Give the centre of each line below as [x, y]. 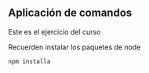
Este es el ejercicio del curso [55, 31]
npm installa [29, 61]
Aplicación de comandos [70, 13]
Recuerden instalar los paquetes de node [74, 47]
